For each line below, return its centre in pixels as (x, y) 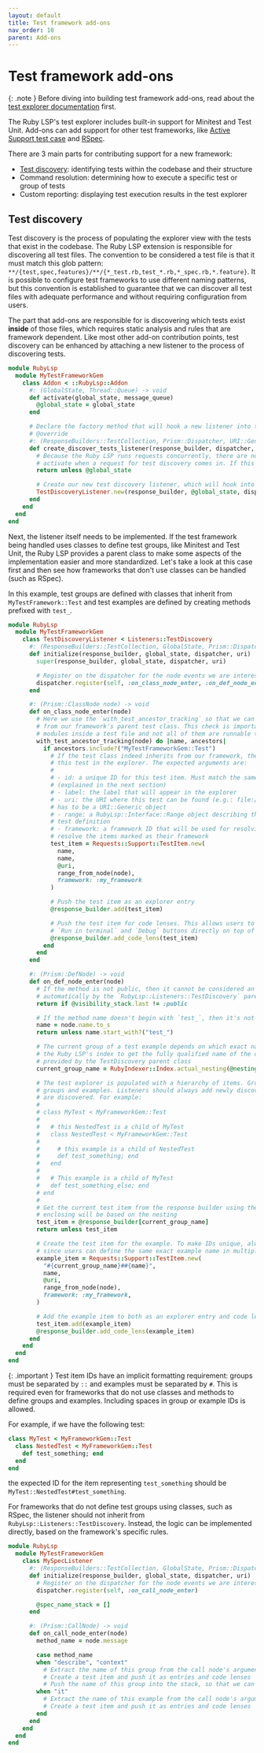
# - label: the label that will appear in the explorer (143, 792)
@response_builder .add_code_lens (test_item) (124, 938)
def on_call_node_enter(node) (78, 1634)
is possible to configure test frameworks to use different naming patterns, (127, 280)
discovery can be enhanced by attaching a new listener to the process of (126, 345)
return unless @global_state (84, 471)
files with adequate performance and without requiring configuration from (128, 297)
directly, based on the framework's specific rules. (88, 1532)
